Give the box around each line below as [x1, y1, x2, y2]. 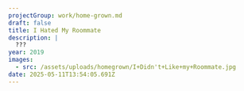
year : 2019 [8, 48, 45, 56]
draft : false [8, 19, 52, 27]
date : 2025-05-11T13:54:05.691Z [8, 70, 115, 78]
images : [8, 56, 34, 64]
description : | [8, 33, 59, 42]
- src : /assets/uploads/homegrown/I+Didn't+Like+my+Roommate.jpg [15, 63, 237, 71]
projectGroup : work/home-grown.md [8, 11, 123, 20]
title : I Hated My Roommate [8, 26, 102, 34]
